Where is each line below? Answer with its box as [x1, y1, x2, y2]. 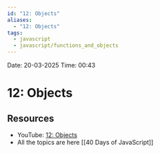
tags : [7, 29, 23, 37]
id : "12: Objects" [7, 10, 60, 17]
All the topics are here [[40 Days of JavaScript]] [17, 139, 154, 146]
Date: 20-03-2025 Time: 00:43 [7, 61, 96, 69]
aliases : [7, 17, 32, 23]
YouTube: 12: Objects [17, 131, 78, 139]
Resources [7, 112, 54, 124]
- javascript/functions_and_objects [13, 42, 119, 49]
